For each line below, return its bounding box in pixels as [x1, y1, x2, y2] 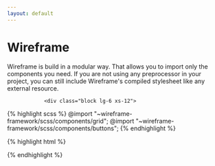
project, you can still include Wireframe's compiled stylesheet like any [7, 77, 205, 85]
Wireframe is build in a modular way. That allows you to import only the [7, 62, 208, 71]
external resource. [7, 84, 59, 93]
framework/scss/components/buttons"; [7, 124, 119, 132]
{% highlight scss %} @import [7, 109, 93, 117]
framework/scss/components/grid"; [7, 117, 109, 125]
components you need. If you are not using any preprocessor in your [7, 69, 201, 78]
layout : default [7, 10, 54, 17]
